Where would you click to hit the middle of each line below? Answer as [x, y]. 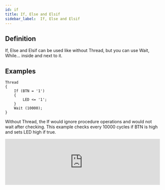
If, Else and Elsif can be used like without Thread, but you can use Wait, [77, 51]
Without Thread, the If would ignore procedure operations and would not [79, 122]
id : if [12, 10]
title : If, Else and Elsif [33, 14]
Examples [20, 71]
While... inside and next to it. [34, 56]
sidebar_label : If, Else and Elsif [42, 19]
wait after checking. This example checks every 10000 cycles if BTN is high [82, 127]
